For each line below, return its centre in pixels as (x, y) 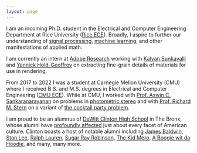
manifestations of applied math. (44, 47)
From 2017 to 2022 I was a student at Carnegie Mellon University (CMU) (93, 82)
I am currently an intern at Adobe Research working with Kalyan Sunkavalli (96, 58)
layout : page (22, 11)
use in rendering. (27, 71)
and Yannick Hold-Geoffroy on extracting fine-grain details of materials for (96, 65)
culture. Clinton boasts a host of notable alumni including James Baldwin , (95, 131)
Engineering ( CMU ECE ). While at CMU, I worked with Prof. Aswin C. (89, 95)
